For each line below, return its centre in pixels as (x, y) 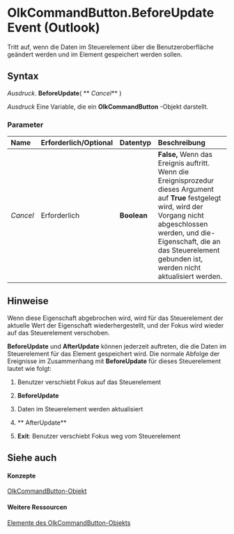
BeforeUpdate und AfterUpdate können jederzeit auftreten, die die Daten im (117, 346)
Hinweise (28, 301)
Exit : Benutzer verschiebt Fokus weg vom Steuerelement (99, 436)
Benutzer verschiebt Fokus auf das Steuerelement (89, 382)
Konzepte (22, 475)
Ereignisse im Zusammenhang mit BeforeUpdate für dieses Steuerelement (114, 361)
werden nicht (179, 268)
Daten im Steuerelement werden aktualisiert (80, 409)
